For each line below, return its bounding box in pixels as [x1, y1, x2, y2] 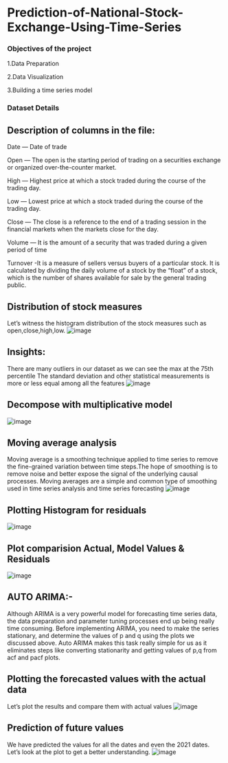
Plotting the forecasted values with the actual [7, 673, 206, 685]
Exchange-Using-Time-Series [7, 19, 182, 35]
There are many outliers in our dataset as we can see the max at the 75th [7, 364, 214, 372]
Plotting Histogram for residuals [7, 504, 146, 516]
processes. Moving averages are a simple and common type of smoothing [7, 477, 218, 486]
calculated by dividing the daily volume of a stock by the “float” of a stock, [7, 266, 218, 275]
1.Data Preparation [7, 60, 60, 68]
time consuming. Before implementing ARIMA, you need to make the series [7, 624, 220, 633]
